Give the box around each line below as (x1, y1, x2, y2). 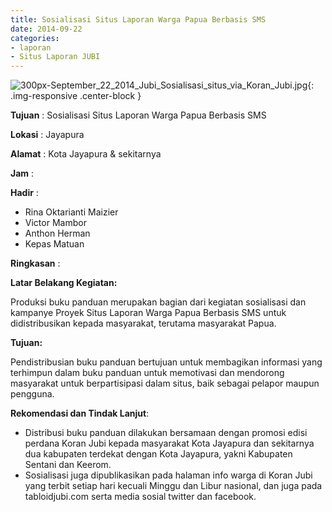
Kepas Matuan (24, 238, 85, 250)
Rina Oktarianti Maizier (24, 206, 119, 218)
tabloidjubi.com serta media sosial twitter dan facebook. (24, 491, 257, 503)
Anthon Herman (24, 227, 91, 240)
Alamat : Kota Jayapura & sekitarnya (10, 148, 162, 160)
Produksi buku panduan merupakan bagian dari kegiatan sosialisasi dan (10, 296, 307, 308)
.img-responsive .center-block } (10, 90, 142, 102)
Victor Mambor (24, 217, 87, 229)
